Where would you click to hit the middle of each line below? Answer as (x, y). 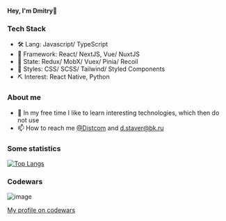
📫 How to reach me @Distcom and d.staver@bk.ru (91, 128)
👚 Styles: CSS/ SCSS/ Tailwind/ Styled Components (91, 69)
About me (24, 97)
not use (28, 120)
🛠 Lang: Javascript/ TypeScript (63, 44)
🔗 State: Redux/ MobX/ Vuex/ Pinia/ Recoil (78, 62)
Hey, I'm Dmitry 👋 (32, 11)
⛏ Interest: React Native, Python (63, 77)
